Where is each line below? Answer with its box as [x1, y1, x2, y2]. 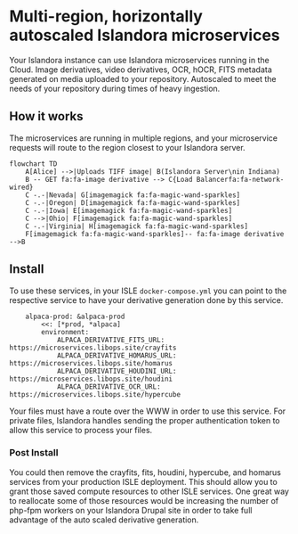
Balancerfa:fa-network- [196, 175, 285, 184]
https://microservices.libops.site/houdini [9, 374, 173, 383]
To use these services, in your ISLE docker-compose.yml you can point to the [9, 285, 287, 296]
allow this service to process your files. [9, 424, 153, 435]
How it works [9, 109, 84, 124]
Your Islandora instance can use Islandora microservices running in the [9, 54, 270, 65]
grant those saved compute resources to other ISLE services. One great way [9, 486, 289, 497]
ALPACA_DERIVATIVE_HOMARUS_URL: [56, 350, 177, 360]
